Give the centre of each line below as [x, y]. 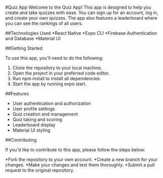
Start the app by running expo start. [49, 84]
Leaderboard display [34, 125]
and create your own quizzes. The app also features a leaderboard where [81, 18]
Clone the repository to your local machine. [57, 68]
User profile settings [34, 109]
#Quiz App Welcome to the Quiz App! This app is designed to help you [78, 7]
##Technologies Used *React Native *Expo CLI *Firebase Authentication [81, 33]
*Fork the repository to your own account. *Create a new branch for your [81, 159]
